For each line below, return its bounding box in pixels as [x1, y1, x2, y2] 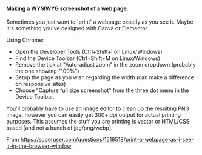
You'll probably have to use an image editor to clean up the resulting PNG [6, 105, 190, 112]
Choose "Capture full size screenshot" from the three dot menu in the [15, 87, 189, 94]
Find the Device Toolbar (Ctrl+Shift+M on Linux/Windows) [15, 54, 161, 62]
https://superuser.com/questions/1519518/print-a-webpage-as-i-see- [20, 136, 194, 143]
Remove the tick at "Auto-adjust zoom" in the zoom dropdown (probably [15, 61, 196, 68]
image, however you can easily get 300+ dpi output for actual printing [6, 111, 181, 119]
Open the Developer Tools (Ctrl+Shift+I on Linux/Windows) [15, 48, 163, 56]
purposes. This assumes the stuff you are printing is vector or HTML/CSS [6, 118, 190, 125]
